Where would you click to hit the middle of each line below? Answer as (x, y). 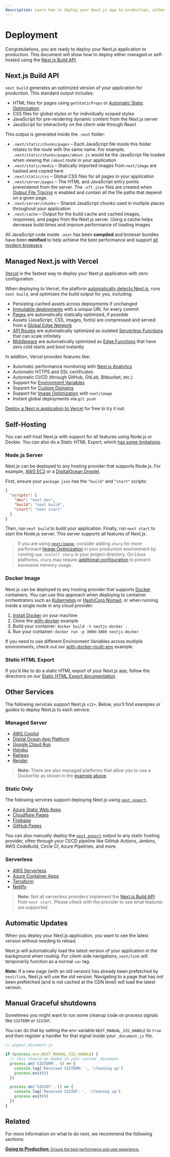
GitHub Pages (27, 826)
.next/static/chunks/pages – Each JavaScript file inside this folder (82, 144)
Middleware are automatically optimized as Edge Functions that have (84, 342)
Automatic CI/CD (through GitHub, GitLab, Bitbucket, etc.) (73, 377)
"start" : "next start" (38, 509)
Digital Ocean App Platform (41, 739)
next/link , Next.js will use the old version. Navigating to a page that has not (84, 976)
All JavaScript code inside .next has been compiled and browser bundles (82, 235)
